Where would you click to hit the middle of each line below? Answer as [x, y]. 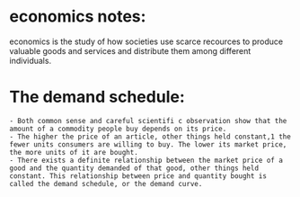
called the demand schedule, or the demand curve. [106, 184]
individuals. [31, 60]
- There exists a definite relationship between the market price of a [146, 160]
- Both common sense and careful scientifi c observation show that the [148, 121]
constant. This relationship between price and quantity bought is [138, 176]
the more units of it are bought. [74, 152]
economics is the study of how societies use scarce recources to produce [146, 41]
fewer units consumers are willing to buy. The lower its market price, [148, 144]
